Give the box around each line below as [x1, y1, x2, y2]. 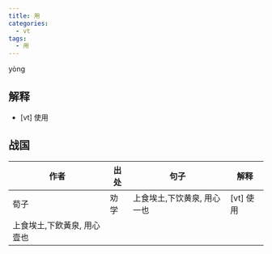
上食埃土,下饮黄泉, [132, 192, 202, 203]
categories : [8, 19, 49, 28]
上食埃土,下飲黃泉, [12, 219, 83, 231]
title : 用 [8, 11, 40, 20]
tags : [8, 34, 27, 43]
